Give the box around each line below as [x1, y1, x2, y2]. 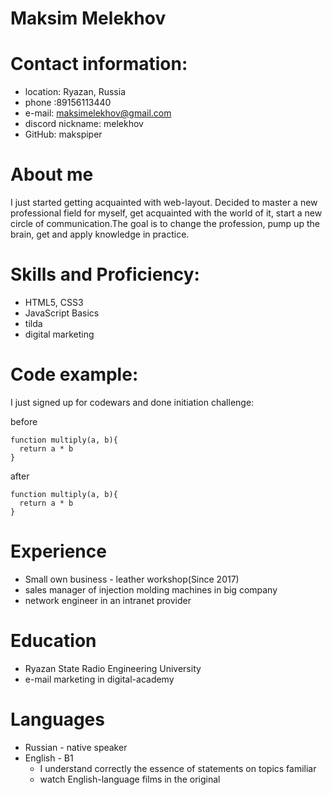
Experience [10, 540, 107, 563]
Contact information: [10, 53, 188, 76]
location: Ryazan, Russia [24, 86, 127, 98]
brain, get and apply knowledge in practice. [10, 228, 190, 241]
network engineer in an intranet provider [24, 594, 192, 606]
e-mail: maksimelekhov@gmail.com [24, 107, 172, 119]
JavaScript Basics [24, 307, 100, 319]
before [10, 415, 38, 427]
